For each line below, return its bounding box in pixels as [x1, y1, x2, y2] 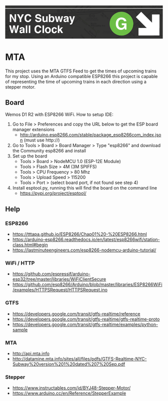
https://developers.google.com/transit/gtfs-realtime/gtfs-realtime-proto [12, 316, 160, 322]
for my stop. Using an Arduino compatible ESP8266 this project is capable [5, 73, 158, 79]
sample [12, 326, 28, 332]
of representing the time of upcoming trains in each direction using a [5, 78, 146, 84]
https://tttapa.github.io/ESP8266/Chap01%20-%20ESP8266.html [12, 231, 147, 237]
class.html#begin [12, 242, 48, 248]
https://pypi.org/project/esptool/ [19, 190, 86, 196]
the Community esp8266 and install [12, 148, 86, 154]
